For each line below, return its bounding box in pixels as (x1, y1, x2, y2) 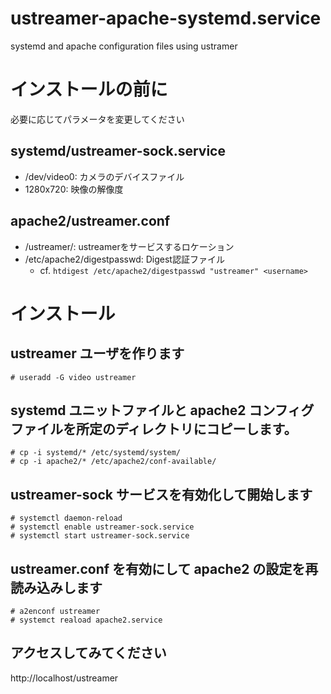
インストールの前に (10, 78, 168, 101)
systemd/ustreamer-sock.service (10, 143, 226, 160)
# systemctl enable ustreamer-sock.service (10, 522, 195, 532)
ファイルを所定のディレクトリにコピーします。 (10, 420, 298, 437)
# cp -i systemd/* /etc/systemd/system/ (10, 448, 182, 458)
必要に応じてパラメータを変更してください (10, 113, 185, 125)
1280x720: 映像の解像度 (24, 183, 124, 195)
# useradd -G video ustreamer (10, 372, 137, 382)
